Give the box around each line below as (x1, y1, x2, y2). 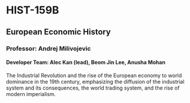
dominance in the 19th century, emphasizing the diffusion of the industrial (6, 78, 185, 85)
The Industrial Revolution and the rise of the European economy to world (6, 71, 182, 79)
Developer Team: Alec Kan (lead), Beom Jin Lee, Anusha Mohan (6, 59, 166, 66)
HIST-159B (6, 4, 59, 17)
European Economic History (6, 27, 111, 37)
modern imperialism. (6, 90, 56, 97)
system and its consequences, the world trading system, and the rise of (6, 84, 180, 91)
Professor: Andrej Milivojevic (6, 44, 91, 53)
